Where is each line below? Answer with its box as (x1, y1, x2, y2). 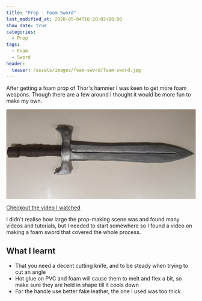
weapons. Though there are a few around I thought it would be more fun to (6, 90, 191, 98)
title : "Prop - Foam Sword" (6, 10, 77, 16)
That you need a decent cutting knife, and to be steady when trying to (14, 262, 188, 269)
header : (6, 60, 26, 66)
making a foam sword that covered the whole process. (6, 228, 141, 235)
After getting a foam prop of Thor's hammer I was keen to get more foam (6, 84, 187, 92)
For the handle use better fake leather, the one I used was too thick (14, 287, 182, 295)
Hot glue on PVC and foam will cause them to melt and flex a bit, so (14, 274, 182, 282)
